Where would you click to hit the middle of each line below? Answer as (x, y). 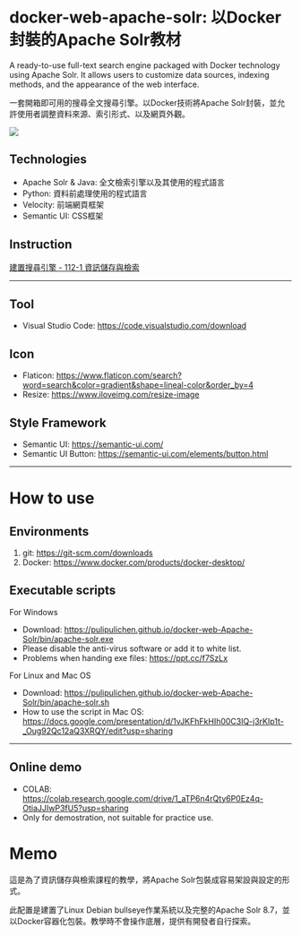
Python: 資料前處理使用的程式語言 (85, 193)
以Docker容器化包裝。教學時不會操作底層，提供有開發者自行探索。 (133, 921)
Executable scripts (63, 591)
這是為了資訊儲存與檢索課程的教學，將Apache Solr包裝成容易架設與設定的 (146, 879)
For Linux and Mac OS (50, 675)
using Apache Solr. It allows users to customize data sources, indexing (140, 74)
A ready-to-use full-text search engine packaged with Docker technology (145, 65)
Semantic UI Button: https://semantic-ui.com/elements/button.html (145, 454)
